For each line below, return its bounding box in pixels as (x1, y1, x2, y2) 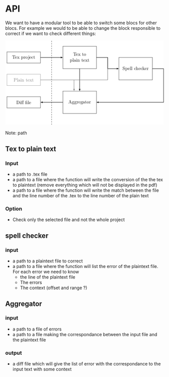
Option (5, 205, 23, 212)
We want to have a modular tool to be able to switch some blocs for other (5, 20, 157, 26)
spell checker (5, 231, 49, 240)
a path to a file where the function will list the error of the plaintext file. (12, 263, 158, 270)
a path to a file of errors (12, 326, 62, 332)
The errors (20, 280, 42, 286)
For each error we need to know (12, 268, 79, 275)
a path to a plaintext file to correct (12, 258, 83, 264)
